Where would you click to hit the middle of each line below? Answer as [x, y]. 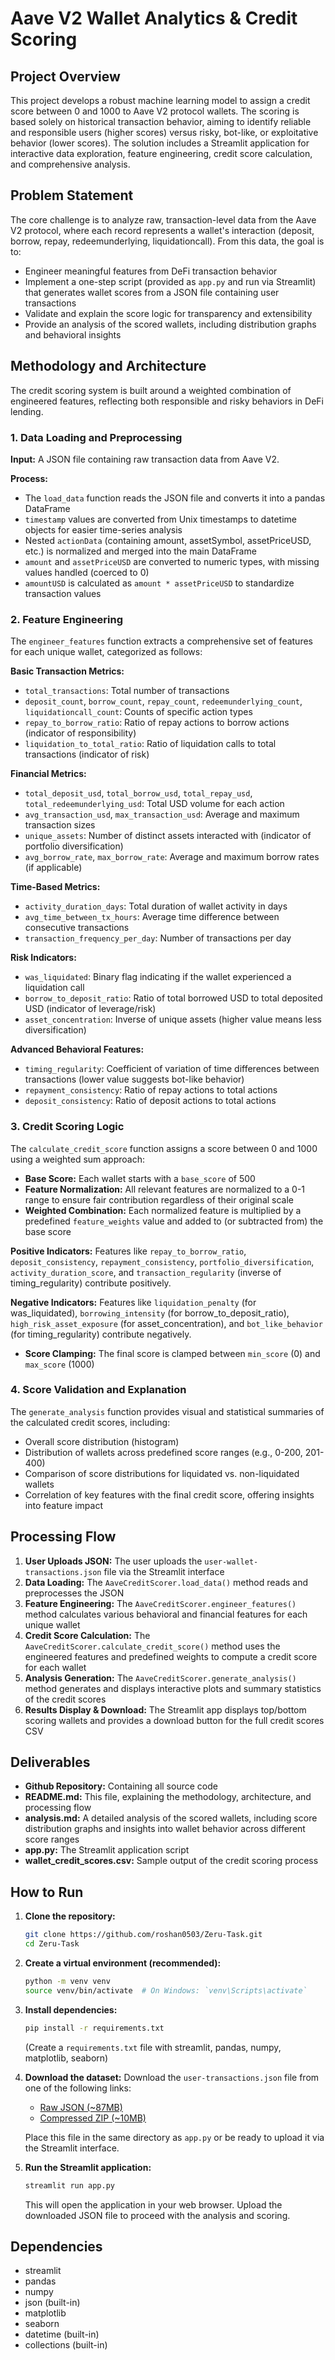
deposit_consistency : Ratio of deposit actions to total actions [150, 1101]
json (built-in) [52, 2303]
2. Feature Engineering [66, 619]
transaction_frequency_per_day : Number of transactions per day [158, 938]
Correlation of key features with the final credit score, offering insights [169, 1494]
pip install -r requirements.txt [94, 2028]
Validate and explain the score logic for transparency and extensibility [168, 313]
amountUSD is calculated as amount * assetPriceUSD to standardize [159, 583]
